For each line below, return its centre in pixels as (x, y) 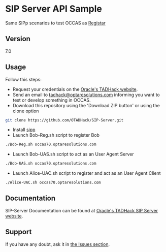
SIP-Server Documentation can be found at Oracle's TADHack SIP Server (82, 210)
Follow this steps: (23, 79)
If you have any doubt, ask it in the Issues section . (58, 244)
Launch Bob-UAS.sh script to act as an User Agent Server (73, 154)
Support (19, 232)
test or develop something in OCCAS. (52, 100)
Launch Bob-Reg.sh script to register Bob (56, 135)
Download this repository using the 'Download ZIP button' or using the (86, 105)
